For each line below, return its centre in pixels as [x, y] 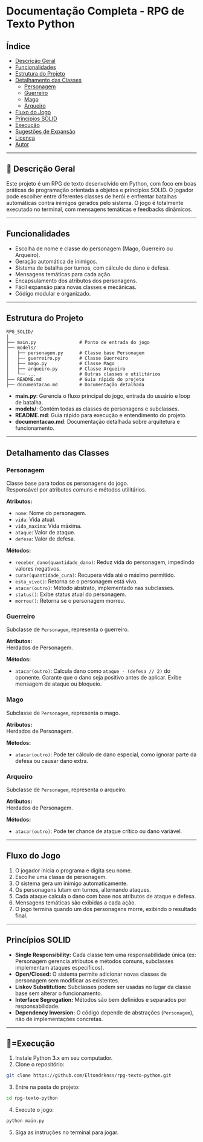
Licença [25, 138]
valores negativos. [38, 569]
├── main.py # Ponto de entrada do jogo [78, 343]
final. [21, 915]
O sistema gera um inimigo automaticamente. [71, 883]
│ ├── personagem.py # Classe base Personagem [76, 353]
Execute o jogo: [34, 1110]
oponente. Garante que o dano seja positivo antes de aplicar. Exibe [98, 678]
